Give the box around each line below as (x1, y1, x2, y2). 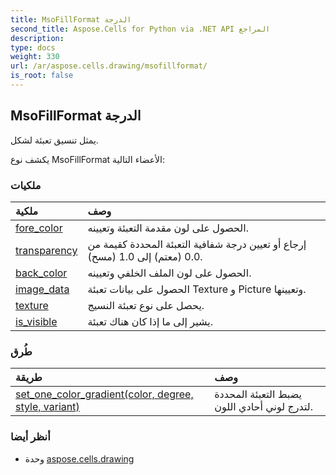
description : (10, 33, 65, 43)
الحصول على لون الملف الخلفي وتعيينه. (87, 266, 252, 280)
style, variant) (15, 400, 80, 414)
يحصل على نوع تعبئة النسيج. (87, 298, 205, 312)
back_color (15, 266, 68, 280)
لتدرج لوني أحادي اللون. (214, 400, 313, 414)
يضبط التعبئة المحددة (214, 387, 302, 401)
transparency (15, 243, 78, 257)
